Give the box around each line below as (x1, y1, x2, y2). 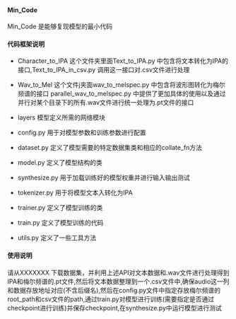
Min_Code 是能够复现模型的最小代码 (7, 22, 113, 31)
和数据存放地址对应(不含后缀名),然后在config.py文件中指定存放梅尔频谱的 (7, 286, 221, 294)
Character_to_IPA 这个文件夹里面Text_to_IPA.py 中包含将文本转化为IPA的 (17, 57, 228, 65)
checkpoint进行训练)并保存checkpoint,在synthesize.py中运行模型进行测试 (7, 303, 223, 312)
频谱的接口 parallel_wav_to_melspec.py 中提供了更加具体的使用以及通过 (17, 89, 226, 98)
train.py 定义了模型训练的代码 (17, 219, 104, 227)
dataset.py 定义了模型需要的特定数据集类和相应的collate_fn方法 (17, 144, 203, 152)
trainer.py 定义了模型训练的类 (17, 204, 103, 212)
